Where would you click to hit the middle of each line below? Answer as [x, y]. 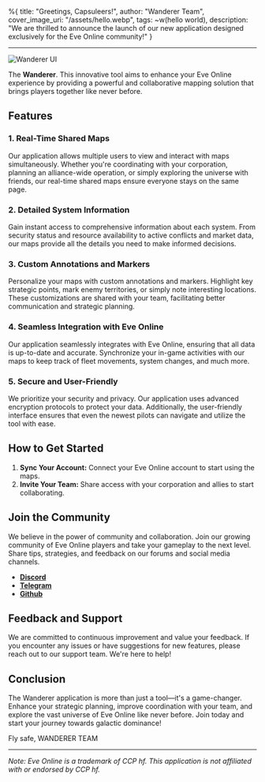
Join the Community [59, 517]
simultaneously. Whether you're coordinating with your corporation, [118, 164]
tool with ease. [32, 423]
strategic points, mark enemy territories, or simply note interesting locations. [132, 290]
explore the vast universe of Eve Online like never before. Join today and [126, 715]
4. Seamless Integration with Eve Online [86, 327]
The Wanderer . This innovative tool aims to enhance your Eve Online [120, 75]
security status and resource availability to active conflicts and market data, [131, 235]
